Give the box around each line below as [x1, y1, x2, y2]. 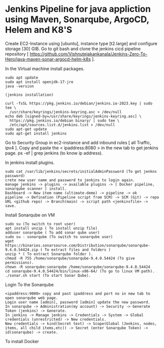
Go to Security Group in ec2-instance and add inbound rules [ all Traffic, [5, 139, 151, 145]
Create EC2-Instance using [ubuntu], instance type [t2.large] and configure [5, 40, 158, 46]
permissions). [5, 260, 34, 265]
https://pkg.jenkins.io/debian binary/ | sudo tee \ [9, 118, 120, 123]
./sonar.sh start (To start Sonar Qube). [5, 273, 91, 278]
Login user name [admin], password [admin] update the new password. [5, 299, 151, 305]
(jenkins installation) [5, 92, 54, 97]
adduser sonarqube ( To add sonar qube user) [5, 230, 100, 235]
